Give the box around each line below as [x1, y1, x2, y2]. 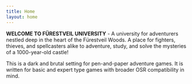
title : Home [6, 8, 35, 15]
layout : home [6, 14, 38, 20]
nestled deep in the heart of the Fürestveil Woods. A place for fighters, [6, 36, 176, 43]
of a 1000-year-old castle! [6, 48, 69, 55]
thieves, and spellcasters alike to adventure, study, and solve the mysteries [6, 42, 187, 50]
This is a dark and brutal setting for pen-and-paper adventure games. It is [6, 60, 184, 67]
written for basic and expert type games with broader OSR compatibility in [6, 66, 185, 73]
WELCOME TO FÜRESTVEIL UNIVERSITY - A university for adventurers [6, 30, 179, 37]
